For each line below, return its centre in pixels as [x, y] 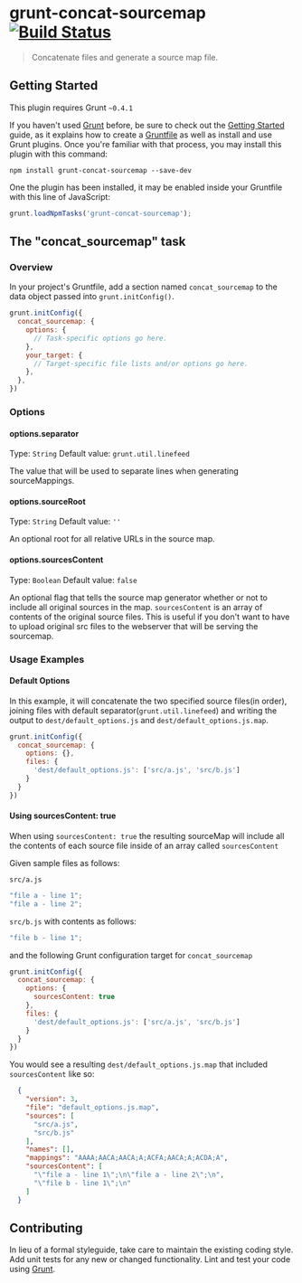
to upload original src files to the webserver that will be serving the [134, 626]
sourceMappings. [42, 481]
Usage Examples [47, 659]
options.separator [44, 433]
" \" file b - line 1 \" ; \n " [82, 1183]
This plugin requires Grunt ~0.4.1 [71, 108]
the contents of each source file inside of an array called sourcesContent [144, 845]
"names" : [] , [50, 1150]
